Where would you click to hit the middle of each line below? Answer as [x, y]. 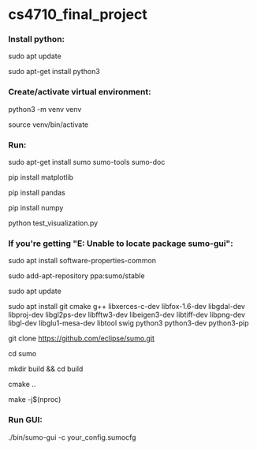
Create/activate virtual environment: [80, 92]
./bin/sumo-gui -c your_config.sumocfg [72, 437]
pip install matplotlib [41, 177]
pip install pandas [37, 193]
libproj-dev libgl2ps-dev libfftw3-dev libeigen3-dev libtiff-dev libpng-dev [127, 315]
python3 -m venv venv [45, 109]
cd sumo [22, 354]
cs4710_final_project [78, 15]
